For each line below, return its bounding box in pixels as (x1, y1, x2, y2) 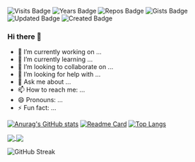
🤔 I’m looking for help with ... (17, 70, 101, 79)
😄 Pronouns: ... (17, 96, 64, 104)
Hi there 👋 (7, 32, 42, 42)
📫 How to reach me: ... (17, 85, 85, 94)
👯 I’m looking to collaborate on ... (17, 63, 114, 71)
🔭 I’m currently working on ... (17, 48, 102, 56)
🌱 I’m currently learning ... (17, 55, 93, 63)
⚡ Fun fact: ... (17, 104, 57, 112)
